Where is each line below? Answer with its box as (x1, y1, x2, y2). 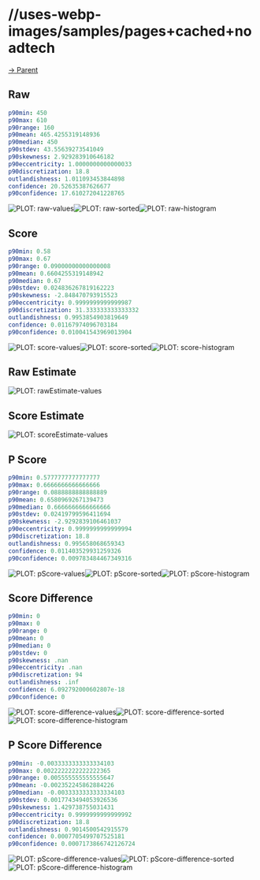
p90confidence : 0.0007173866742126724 (8, 840, 136, 848)
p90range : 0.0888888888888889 (8, 488, 108, 496)
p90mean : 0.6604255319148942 (8, 270, 104, 278)
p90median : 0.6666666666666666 (8, 503, 111, 511)
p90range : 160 (8, 124, 55, 132)
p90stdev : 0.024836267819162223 (8, 284, 114, 293)
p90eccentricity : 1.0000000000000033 (8, 160, 132, 168)
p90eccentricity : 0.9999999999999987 (8, 299, 132, 307)
